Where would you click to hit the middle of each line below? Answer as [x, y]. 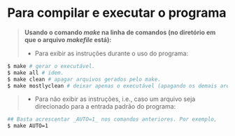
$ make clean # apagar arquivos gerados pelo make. [84, 79]
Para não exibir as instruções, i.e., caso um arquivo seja [115, 99]
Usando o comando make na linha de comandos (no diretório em [120, 32]
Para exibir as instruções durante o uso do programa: [112, 53]
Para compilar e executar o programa [117, 13]
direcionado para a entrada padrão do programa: [105, 107]
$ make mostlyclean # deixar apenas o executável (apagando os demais [112, 86]
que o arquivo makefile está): [68, 39]
